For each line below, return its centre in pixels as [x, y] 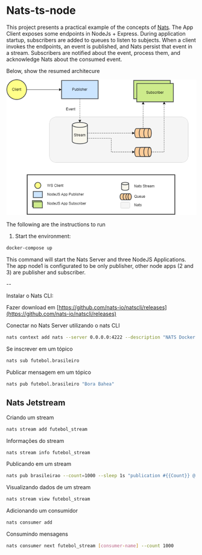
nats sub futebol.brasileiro [43, 361]
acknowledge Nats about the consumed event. [64, 59]
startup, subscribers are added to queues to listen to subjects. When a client [101, 40]
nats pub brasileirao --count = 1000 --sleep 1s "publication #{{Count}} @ [101, 476]
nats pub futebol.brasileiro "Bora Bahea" [60, 384]
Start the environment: [43, 236]
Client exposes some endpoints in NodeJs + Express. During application [96, 33]
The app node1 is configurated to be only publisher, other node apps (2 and [100, 266]
